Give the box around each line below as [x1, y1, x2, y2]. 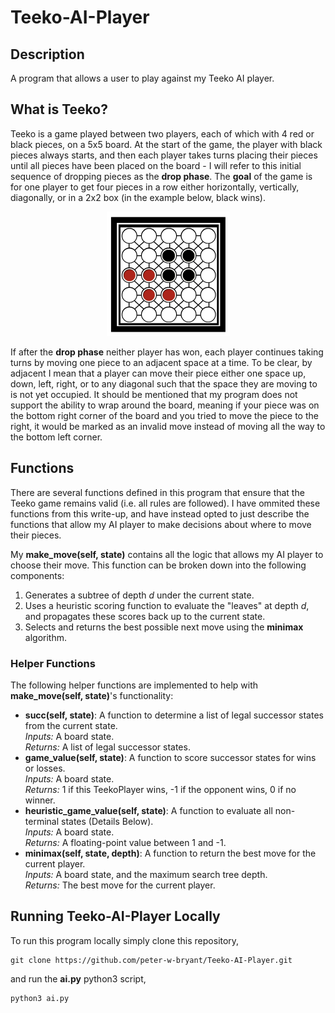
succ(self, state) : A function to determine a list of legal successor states [24, 709, 324, 721]
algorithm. [24, 631, 67, 643]
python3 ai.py [10, 993, 70, 1003]
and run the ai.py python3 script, [10, 972, 147, 985]
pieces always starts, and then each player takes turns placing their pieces [10, 149, 318, 161]
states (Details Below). [61, 815, 154, 827]
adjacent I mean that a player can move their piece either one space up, [10, 367, 307, 379]
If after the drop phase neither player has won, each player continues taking [10, 346, 324, 358]
